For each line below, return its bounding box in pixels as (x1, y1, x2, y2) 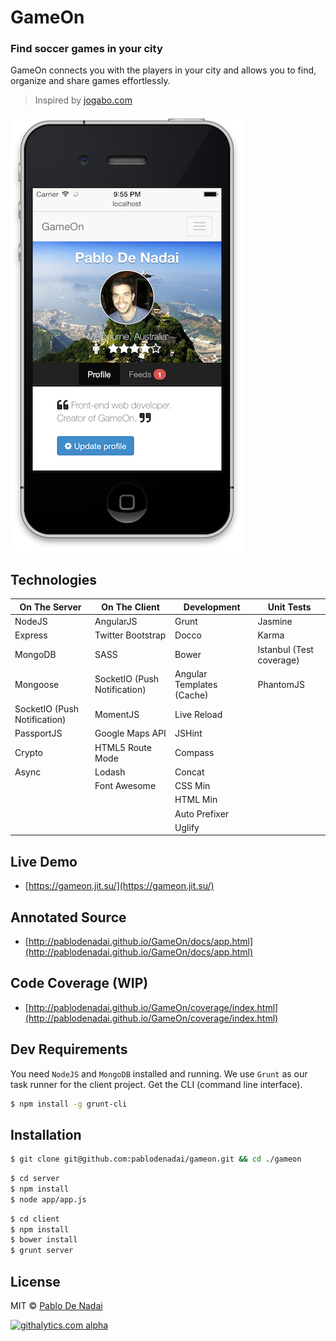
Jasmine (257, 616, 293, 628)
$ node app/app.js (10, 1194, 87, 1205)
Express (14, 629, 48, 641)
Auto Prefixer (174, 807, 230, 820)
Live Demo (10, 853, 78, 870)
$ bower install (10, 1235, 78, 1245)
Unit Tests (267, 601, 312, 613)
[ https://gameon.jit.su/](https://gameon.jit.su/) (24, 880, 215, 892)
